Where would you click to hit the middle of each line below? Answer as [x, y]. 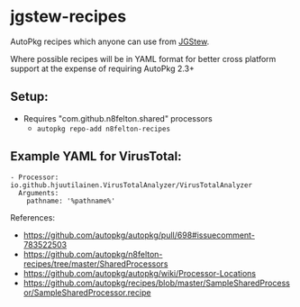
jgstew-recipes [68, 17]
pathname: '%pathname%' [71, 201]
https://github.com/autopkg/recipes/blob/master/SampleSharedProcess [157, 283]
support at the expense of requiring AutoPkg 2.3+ [102, 68]
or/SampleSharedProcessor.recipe [87, 292]
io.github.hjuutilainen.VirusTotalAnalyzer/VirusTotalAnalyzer [132, 185]
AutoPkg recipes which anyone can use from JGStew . [110, 41]
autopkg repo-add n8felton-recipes [103, 129]
